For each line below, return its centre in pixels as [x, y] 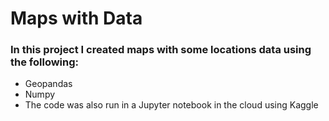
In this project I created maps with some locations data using [161, 50]
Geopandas [48, 84]
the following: [45, 62]
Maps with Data [76, 18]
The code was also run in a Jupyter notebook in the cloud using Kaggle [171, 105]
